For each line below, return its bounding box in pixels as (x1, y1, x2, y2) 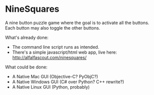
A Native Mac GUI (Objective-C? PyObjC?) (12, 73, 98, 79)
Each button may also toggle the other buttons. (5, 25, 100, 31)
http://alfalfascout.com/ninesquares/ (12, 54, 87, 60)
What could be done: (5, 64, 48, 70)
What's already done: (5, 34, 49, 40)
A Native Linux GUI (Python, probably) (12, 84, 90, 90)
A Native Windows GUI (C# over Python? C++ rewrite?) (12, 79, 124, 85)
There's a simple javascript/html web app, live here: (12, 49, 117, 55)
